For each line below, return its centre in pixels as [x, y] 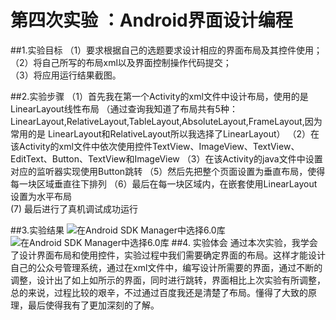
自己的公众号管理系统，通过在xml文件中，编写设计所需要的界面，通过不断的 [166, 267]
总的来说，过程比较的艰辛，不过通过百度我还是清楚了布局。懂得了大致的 [159, 292]
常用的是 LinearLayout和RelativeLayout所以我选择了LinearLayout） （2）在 [165, 133]
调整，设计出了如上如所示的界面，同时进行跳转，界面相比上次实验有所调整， [168, 280]
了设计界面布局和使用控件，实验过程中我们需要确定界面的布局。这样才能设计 [168, 255]
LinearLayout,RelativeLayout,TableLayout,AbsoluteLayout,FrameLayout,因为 [166, 121]
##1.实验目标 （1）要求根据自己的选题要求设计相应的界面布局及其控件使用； [166, 50]
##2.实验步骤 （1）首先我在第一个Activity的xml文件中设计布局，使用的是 [159, 96]
